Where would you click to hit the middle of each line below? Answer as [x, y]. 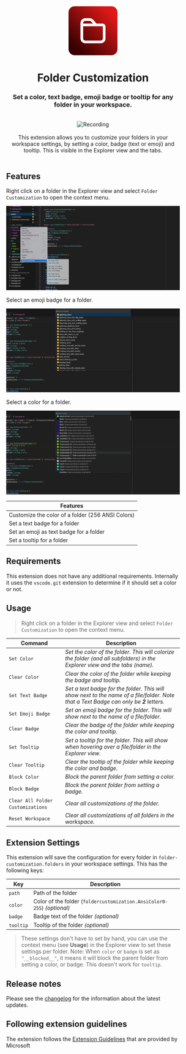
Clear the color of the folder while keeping [118, 673]
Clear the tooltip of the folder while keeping [120, 761]
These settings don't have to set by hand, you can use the [94, 938]
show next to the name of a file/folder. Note [120, 695]
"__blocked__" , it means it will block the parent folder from [95, 958]
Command [34, 643]
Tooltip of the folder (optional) [71, 925]
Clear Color [24, 678]
